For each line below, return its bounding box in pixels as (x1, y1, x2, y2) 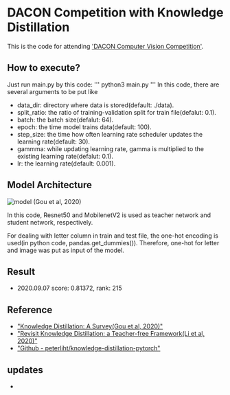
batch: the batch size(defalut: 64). (16, 115, 114, 124)
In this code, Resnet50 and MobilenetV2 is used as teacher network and (7, 211, 211, 219)
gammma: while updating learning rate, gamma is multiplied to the (16, 144, 205, 153)
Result (7, 266, 36, 278)
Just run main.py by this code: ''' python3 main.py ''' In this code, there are (7, 80, 220, 89)
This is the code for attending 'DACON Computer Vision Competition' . (7, 42, 204, 50)
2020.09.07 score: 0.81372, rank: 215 (16, 284, 122, 293)
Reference (7, 304, 53, 315)
